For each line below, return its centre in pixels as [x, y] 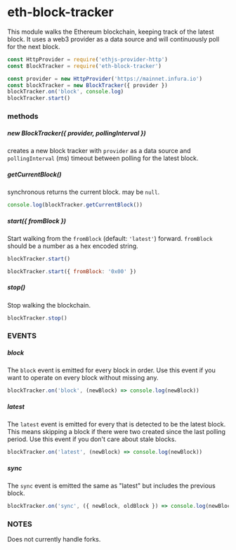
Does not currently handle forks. [54, 539]
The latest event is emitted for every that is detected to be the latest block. [117, 424]
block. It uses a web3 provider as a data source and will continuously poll [113, 39]
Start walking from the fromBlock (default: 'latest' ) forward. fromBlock [110, 238]
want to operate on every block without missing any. [83, 378]
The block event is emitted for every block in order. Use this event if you [111, 370]
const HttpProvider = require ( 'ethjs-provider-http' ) [88, 59]
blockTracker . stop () [38, 318]
